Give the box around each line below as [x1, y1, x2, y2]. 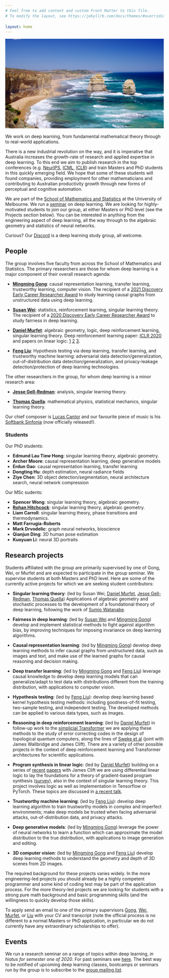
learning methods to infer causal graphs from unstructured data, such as [12, 647, 163, 653]
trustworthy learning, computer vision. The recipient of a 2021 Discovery [12, 286, 163, 292]
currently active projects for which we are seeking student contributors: [5, 581, 154, 587]
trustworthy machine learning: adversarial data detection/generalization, [12, 353, 162, 359]
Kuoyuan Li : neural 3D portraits [12, 536, 78, 542]
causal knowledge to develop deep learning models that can [12, 673, 138, 679]
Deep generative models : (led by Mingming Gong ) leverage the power [12, 824, 159, 830]
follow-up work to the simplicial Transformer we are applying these [12, 725, 152, 731]
